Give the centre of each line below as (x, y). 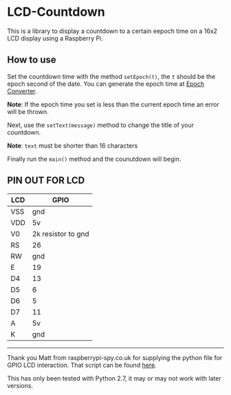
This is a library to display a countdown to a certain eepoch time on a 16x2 (112, 31)
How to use (32, 60)
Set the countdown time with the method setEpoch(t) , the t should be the (111, 76)
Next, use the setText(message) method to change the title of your (101, 125)
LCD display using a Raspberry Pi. (55, 38)
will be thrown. (28, 111)
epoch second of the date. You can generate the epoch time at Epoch (106, 84)
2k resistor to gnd (60, 234)
